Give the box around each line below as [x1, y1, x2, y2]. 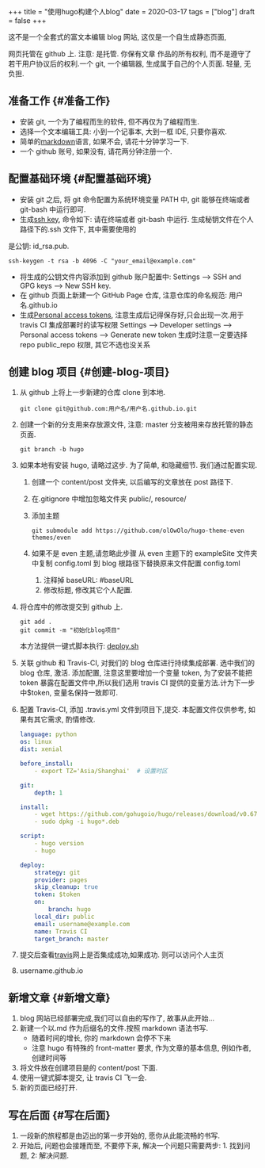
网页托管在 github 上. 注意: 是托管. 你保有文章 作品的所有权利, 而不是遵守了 [8, 49, 252, 58]
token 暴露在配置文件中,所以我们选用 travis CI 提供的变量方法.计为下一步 [19, 678, 256, 687]
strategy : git [34, 868, 81, 876]
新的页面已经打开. [19, 1083, 78, 1093]
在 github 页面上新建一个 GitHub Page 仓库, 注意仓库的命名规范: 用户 [19, 290, 244, 300]
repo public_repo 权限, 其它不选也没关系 [19, 339, 151, 349]
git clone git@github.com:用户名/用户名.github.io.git [19, 405, 198, 413]
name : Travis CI [34, 927, 88, 936]
